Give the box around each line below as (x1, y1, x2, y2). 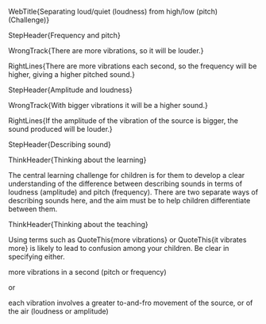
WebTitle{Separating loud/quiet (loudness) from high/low (8, 7, 195, 16)
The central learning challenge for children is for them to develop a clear (8, 171, 245, 179)
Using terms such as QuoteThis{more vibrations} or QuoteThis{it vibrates (8, 235, 247, 245)
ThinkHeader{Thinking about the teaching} (8, 220, 148, 229)
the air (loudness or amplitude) (8, 307, 109, 316)
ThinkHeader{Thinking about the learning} (8, 155, 147, 164)
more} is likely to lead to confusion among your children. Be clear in (8, 244, 229, 253)
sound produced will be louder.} (8, 125, 113, 133)
